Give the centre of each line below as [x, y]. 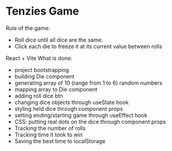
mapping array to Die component [56, 89]
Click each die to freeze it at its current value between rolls [88, 46]
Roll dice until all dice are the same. [59, 40]
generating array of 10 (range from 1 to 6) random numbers [88, 83]
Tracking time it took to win [49, 135]
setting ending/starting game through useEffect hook [81, 115]
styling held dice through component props [69, 108]
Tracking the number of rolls [50, 128]
